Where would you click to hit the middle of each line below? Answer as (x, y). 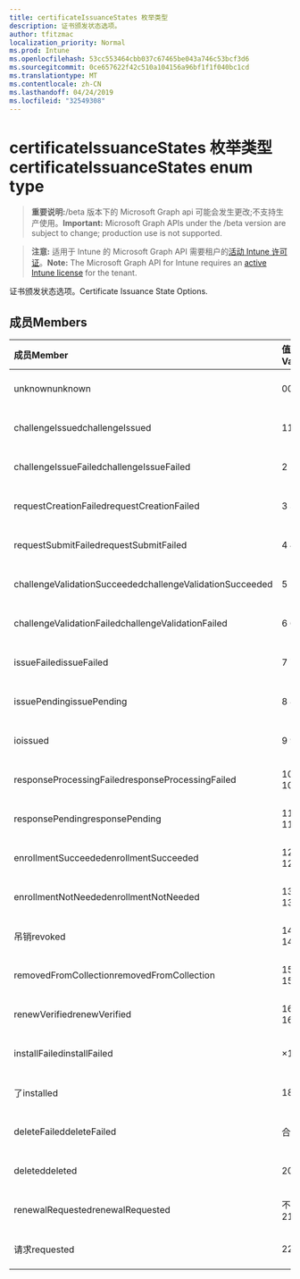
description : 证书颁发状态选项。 (66, 26)
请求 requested (44, 1250)
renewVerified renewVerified (73, 1014)
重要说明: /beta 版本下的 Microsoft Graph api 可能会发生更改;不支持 (154, 212)
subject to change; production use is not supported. (127, 233)
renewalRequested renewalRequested (92, 1210)
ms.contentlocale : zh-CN (55, 84)
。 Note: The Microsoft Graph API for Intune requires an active (153, 263)
